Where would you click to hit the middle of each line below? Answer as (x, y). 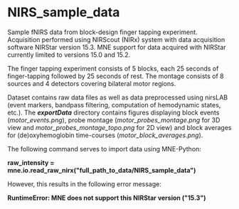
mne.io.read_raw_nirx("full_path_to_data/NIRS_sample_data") (102, 170)
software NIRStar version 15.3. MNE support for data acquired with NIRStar (117, 47)
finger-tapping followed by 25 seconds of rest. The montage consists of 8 (116, 76)
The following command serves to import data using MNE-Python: (104, 149)
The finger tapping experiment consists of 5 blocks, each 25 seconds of (113, 68)
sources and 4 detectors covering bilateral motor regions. (92, 83)
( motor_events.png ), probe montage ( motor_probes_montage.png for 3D (114, 120)
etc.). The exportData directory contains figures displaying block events (113, 112)
